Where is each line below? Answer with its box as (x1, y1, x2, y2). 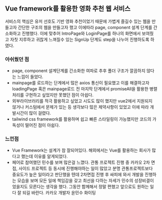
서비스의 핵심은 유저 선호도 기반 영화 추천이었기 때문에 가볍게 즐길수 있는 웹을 (5, 18, 151, 24)
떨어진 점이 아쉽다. (25, 123, 60, 128)
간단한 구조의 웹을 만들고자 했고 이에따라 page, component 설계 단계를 (17, 24, 152, 30)
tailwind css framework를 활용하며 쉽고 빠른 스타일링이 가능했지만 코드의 (12, 116, 151, 122)
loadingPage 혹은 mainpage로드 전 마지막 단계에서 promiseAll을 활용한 (12, 86, 148, 92)
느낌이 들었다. (17, 74, 44, 80)
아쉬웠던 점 (5, 56, 29, 62)
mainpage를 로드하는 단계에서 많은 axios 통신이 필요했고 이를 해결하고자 (12, 80, 150, 86)
